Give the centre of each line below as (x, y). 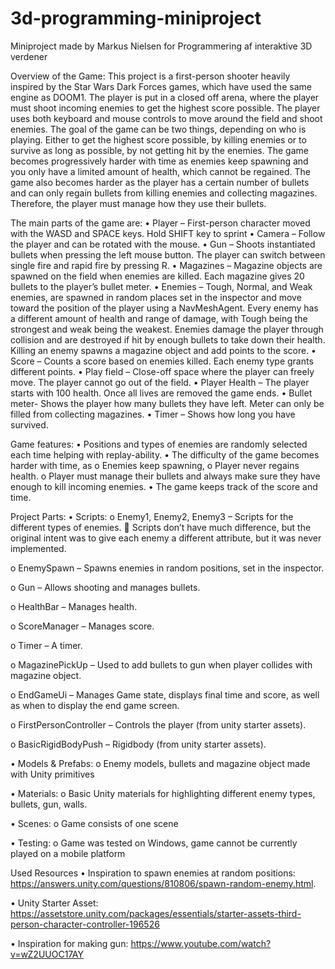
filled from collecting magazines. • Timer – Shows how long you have (153, 414)
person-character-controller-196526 (85, 924)
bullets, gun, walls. (49, 804)
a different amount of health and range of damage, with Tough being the (159, 318)
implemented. (38, 548)
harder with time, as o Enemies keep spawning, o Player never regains (155, 465)
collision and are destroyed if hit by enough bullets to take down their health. (168, 339)
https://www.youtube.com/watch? (201, 943)
